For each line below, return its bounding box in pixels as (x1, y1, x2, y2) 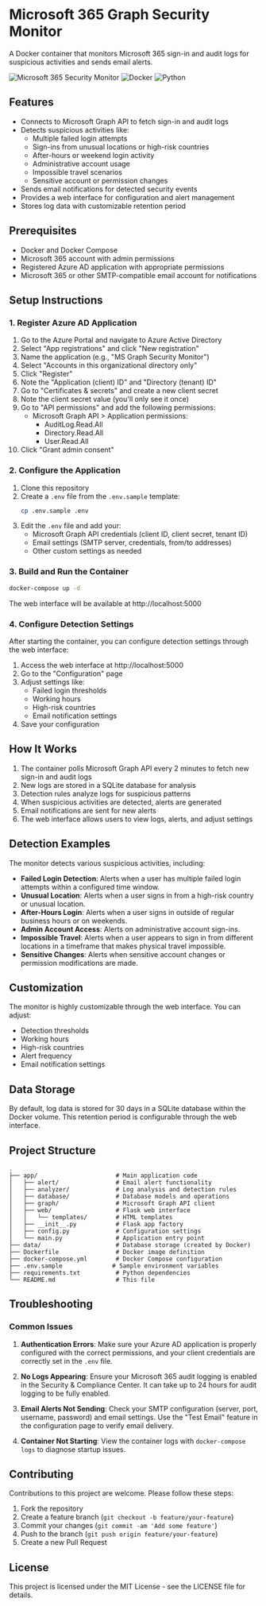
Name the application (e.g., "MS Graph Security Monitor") (20, 352, 210, 362)
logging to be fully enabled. (20, 1388, 110, 1398)
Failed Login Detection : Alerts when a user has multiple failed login (20, 874, 241, 883)
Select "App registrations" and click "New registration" (20, 344, 199, 353)
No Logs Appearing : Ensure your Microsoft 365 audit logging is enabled (20, 1372, 257, 1381)
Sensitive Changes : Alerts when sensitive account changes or (20, 949, 226, 959)
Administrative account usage (32, 159, 130, 168)
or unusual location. (20, 899, 86, 909)
